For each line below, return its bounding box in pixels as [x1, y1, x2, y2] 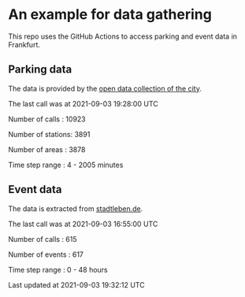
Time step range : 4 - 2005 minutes [8, 160, 124, 169]
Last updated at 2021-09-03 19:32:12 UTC [8, 280, 145, 289]
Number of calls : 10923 [8, 114, 87, 124]
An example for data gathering [8, 6, 213, 24]
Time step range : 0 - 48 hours [8, 265, 108, 274]
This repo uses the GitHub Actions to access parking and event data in [8, 32, 238, 41]
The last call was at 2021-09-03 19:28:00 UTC [8, 98, 159, 108]
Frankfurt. [8, 39, 41, 49]
